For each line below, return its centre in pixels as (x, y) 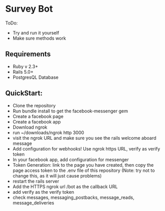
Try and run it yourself (36, 33)
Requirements (28, 54)
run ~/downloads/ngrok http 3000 (48, 132)
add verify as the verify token (43, 192)
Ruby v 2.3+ (25, 66)
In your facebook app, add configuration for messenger (71, 159)
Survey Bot (29, 9)
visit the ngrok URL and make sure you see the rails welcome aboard (84, 138)
